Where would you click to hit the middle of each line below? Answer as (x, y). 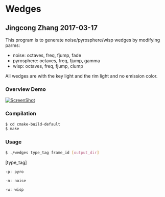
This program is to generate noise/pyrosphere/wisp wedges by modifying (82, 40)
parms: (13, 45)
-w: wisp (15, 189)
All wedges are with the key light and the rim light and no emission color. (81, 76)
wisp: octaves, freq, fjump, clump (48, 66)
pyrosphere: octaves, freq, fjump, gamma (56, 61)
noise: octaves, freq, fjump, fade (47, 55)
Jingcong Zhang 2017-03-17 (52, 28)
